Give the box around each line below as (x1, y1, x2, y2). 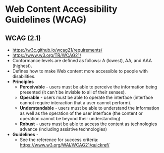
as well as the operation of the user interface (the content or (19, 110, 143, 116)
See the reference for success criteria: (19, 137, 99, 143)
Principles (12, 78, 34, 84)
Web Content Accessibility (5, 3, 117, 15)
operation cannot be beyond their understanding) (19, 116, 121, 121)
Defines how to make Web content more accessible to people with (12, 68, 148, 74)
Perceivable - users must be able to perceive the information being (19, 84, 158, 90)
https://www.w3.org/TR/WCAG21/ (12, 52, 82, 58)
